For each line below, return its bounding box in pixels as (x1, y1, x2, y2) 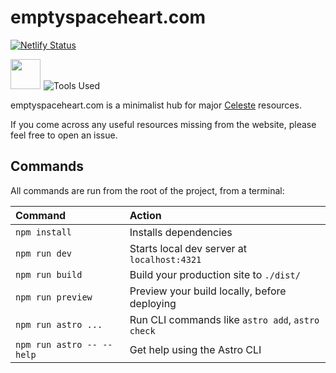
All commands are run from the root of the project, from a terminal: (10, 184, 285, 196)
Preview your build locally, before (129, 284, 287, 298)
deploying (129, 296, 177, 310)
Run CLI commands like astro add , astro (129, 312, 320, 326)
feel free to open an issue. (10, 129, 118, 141)
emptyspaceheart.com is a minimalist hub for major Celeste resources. (10, 99, 302, 111)
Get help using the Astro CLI (129, 342, 262, 356)
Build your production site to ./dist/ (129, 267, 301, 281)
